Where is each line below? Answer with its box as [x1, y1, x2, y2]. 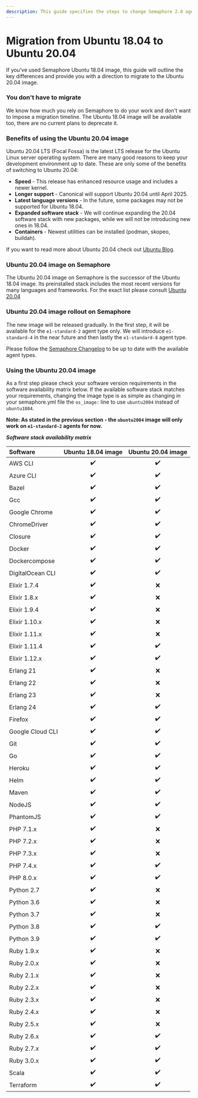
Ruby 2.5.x [9, 1020, 39, 1028]
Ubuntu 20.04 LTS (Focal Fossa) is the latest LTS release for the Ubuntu [6, 148, 180, 155]
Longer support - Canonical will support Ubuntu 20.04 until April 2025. [14, 190, 188, 198]
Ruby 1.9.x [9, 947, 39, 955]
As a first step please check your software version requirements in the [6, 379, 177, 387]
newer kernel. [14, 184, 48, 191]
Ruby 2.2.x [9, 983, 39, 992]
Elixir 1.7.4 [9, 581, 39, 589]
